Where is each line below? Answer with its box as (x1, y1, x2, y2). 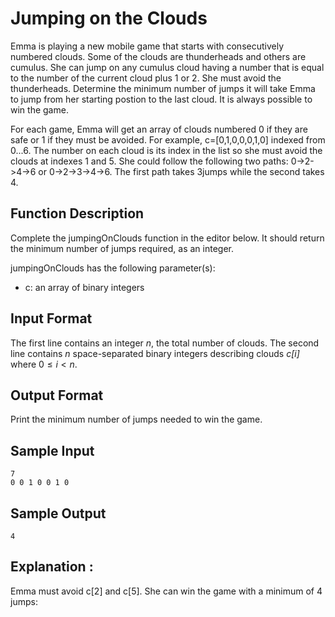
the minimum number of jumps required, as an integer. (10, 242, 235, 254)
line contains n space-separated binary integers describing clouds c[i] (10, 347, 300, 359)
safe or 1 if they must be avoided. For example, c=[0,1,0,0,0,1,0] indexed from (10, 133, 326, 146)
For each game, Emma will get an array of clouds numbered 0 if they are (10, 123, 308, 135)
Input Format (10, 310, 93, 327)
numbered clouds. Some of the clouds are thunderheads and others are (10, 50, 307, 62)
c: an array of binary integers (24, 281, 145, 293)
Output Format (10, 387, 104, 404)
